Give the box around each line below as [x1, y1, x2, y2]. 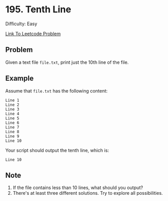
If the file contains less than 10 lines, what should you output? [12, 185, 143, 191]
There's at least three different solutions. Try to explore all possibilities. [12, 190, 163, 196]
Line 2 [5, 102, 20, 107]
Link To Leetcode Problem [5, 30, 61, 36]
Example [5, 74, 34, 83]
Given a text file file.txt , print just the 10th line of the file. [5, 59, 129, 65]
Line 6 [5, 120, 20, 125]
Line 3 [5, 106, 20, 112]
